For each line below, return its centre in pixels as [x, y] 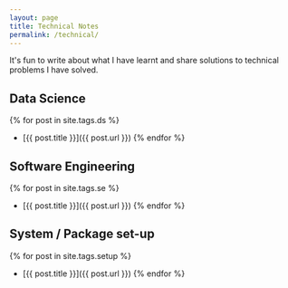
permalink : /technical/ [54, 34]
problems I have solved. [54, 70]
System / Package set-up [82, 234]
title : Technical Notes [54, 26]
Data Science [48, 98]
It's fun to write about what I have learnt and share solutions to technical [144, 61]
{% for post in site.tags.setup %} [71, 255]
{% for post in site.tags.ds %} [65, 120]
